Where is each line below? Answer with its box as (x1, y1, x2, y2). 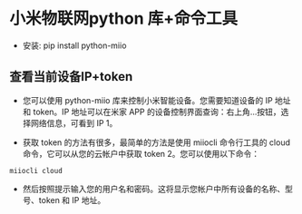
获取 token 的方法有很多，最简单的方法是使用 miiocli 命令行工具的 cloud (22, 137, 290, 148)
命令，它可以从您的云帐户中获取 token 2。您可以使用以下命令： (22, 148, 260, 159)
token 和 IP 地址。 (38, 194, 106, 205)
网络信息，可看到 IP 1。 (30, 117, 118, 128)
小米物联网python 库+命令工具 (9, 8, 239, 29)
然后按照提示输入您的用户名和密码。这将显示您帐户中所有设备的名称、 (22, 183, 286, 194)
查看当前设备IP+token (9, 69, 133, 84)
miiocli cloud (9, 166, 63, 175)
